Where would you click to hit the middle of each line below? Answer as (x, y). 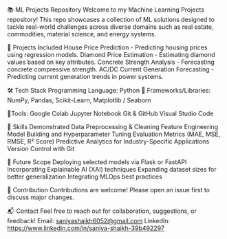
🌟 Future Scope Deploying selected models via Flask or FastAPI (97, 162)
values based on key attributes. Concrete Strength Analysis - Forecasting (111, 62)
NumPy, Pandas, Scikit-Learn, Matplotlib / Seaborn (79, 100)
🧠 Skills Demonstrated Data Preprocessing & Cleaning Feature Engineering (113, 127)
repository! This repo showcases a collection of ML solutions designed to (111, 20)
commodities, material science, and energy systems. (82, 34)
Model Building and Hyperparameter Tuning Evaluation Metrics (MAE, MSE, (114, 134)
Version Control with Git (41, 149)
